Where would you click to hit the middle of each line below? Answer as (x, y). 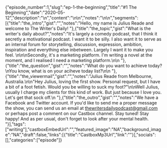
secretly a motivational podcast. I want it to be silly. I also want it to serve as (83, 39)
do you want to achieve (123, 65)
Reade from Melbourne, (128, 76)
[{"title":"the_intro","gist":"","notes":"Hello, (49, 23)
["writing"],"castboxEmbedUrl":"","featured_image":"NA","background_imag (83, 129)
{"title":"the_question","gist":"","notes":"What (52, 65)
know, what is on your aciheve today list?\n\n (64, 71)
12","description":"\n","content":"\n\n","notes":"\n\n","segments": (72, 18)
